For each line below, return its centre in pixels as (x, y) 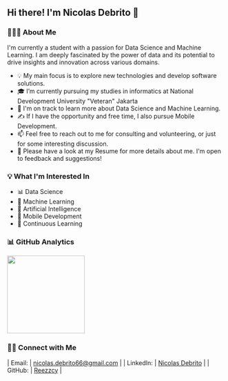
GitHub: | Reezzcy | (34, 370)
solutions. (31, 83)
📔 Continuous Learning (50, 223)
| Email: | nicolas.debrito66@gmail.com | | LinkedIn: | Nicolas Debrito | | (108, 362)
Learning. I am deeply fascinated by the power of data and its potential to (111, 55)
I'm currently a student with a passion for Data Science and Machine (104, 47)
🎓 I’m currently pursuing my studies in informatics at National (105, 91)
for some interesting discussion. (63, 144)
